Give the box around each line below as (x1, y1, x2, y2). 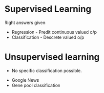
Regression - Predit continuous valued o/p (11, 29, 97, 35)
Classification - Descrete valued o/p (11, 34, 84, 40)
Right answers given (4, 20, 46, 25)
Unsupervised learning (4, 51, 100, 63)
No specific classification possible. (11, 68, 82, 73)
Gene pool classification (11, 82, 61, 88)
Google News (11, 77, 40, 83)
